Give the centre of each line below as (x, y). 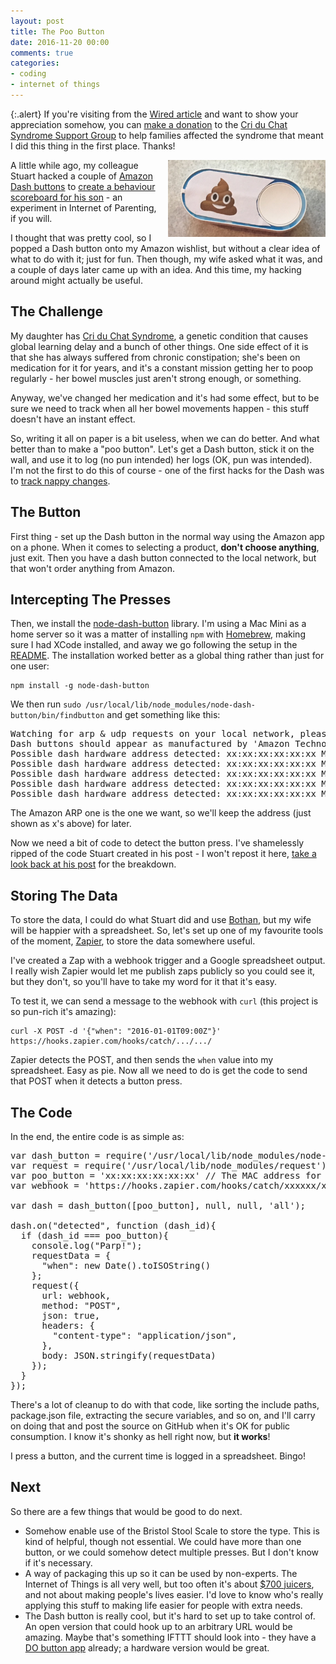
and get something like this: (163, 715)
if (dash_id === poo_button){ (94, 1235)
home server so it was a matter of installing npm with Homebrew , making (158, 634)
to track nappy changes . (60, 481)
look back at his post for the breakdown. (93, 864)
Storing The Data (64, 895)
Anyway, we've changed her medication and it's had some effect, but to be (165, 397)
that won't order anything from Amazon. (93, 568)
